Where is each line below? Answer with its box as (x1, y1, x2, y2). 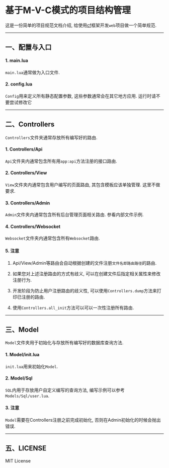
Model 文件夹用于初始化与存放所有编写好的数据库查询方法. (5, 340, 124, 346)
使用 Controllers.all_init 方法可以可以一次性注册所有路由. (12, 304, 134, 310)
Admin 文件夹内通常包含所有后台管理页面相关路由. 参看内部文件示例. (5, 212, 144, 218)
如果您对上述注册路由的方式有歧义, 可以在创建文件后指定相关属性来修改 (12, 270, 161, 277)
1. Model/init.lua (5, 351, 40, 357)
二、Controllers (5, 120, 55, 129)
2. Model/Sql (5, 375, 33, 381)
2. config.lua (5, 81, 33, 87)
